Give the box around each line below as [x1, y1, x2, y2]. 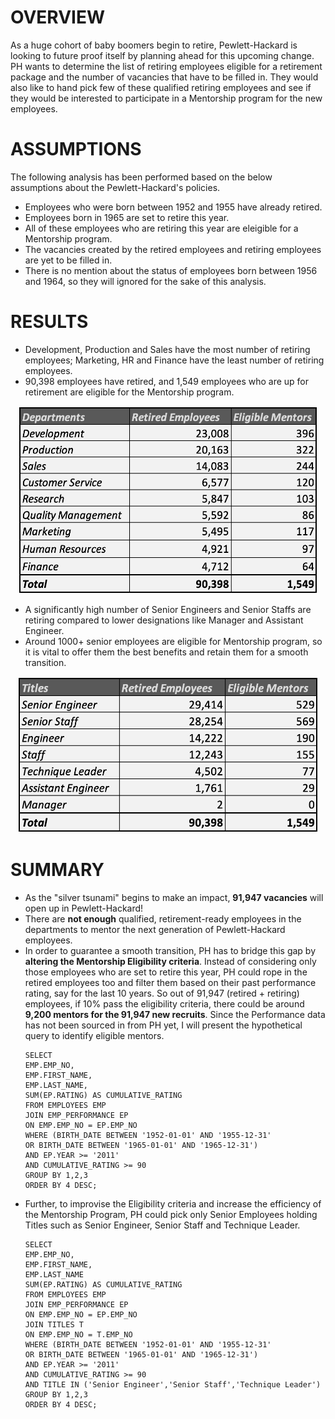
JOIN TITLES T [24, 1319, 84, 1330]
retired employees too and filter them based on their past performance [24, 976, 317, 988]
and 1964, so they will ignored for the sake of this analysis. [24, 275, 267, 287]
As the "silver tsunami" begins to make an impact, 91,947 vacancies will [24, 891, 324, 903]
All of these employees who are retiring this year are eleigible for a [24, 222, 299, 234]
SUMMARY [10, 859, 105, 881]
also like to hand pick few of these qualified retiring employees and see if [10, 81, 312, 93]
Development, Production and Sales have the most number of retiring [24, 343, 311, 355]
